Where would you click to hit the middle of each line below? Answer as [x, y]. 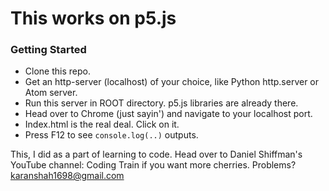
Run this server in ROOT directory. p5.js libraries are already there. [161, 103]
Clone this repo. [57, 71]
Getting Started [48, 50]
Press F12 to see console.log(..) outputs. [111, 135]
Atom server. [51, 93]
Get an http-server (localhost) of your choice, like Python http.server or [172, 82]
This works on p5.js [93, 18]
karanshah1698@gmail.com [67, 176]
